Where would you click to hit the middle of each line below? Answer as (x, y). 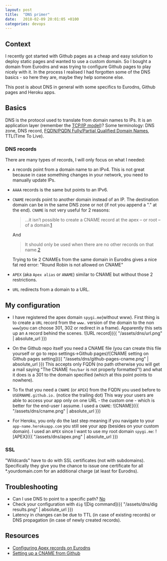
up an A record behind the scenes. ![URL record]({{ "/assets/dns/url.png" (87, 333)
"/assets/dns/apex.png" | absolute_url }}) (76, 436)
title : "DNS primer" (28, 14)
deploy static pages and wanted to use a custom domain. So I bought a (78, 61)
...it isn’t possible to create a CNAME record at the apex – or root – (92, 220)
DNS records (21, 149)
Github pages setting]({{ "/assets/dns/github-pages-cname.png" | (80, 358)
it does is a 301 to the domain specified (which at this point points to (82, 374)
